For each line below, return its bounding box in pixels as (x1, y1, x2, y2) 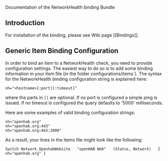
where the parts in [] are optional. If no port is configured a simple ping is (5, 94, 157, 100)
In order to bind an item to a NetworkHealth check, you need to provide (5, 60, 152, 66)
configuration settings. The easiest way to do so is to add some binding (5, 65, 153, 71)
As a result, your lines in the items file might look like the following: (5, 136, 143, 142)
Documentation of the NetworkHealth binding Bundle (5, 5, 115, 10)
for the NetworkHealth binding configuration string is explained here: (5, 76, 147, 82)
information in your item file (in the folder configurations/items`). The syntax (5, 70, 162, 77)
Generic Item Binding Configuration (5, 47, 119, 55)
